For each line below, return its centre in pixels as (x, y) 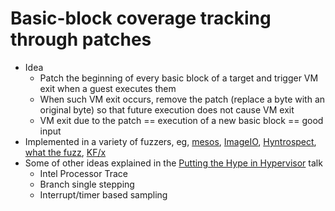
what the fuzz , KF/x (65, 152)
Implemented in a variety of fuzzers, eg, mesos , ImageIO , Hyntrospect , (170, 141)
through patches (81, 39)
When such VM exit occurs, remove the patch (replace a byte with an (182, 99)
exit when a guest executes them (108, 88)
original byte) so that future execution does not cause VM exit (167, 109)
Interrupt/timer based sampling (103, 194)
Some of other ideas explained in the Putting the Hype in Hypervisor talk (173, 163)
